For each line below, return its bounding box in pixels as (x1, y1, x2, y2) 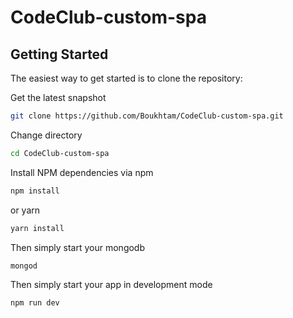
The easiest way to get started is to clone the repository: (10, 72, 243, 84)
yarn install (10, 223, 65, 233)
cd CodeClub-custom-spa (10, 148, 110, 158)
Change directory (10, 129, 83, 141)
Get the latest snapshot (10, 92, 107, 103)
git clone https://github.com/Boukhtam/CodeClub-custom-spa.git (10, 111, 284, 121)
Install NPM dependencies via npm (10, 166, 154, 178)
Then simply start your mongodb (10, 241, 146, 253)
